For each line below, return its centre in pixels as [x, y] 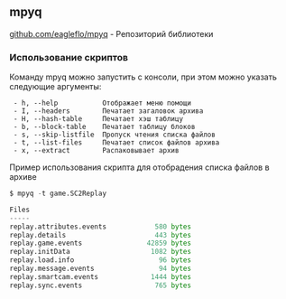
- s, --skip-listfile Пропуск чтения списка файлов [115, 135]
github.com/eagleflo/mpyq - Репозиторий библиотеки [111, 33]
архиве [23, 177]
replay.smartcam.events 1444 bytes [101, 276]
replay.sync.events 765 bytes [101, 285]
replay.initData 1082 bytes [101, 252]
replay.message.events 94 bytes [101, 269]
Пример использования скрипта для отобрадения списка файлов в [139, 167]
